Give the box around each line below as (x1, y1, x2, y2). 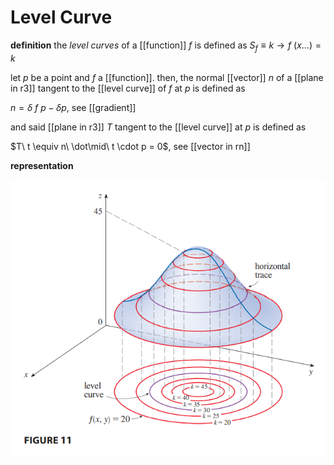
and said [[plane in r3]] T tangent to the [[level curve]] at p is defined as (10, 121, 307, 133)
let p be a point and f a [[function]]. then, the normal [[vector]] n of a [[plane (10, 71, 324, 83)
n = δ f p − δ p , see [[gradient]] (10, 101, 137, 113)
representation (10, 159, 74, 171)
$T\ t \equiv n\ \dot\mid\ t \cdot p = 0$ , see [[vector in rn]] (10, 140, 251, 152)
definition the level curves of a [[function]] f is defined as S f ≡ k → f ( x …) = (10, 39, 322, 53)
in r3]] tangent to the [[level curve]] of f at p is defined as (10, 82, 246, 94)
